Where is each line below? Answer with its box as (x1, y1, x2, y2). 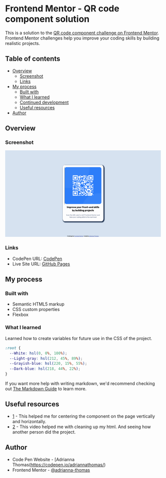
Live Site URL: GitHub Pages (12, 261, 70, 267)
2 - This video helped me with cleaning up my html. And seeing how (12, 424, 151, 430)
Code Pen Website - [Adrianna (12, 456, 75, 462)
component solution (5, 13, 90, 25)
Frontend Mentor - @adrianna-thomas (12, 467, 90, 473)
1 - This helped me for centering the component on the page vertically (12, 413, 155, 419)
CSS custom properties (12, 306, 60, 312)
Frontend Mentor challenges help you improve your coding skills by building (5, 35, 160, 41)
